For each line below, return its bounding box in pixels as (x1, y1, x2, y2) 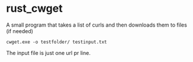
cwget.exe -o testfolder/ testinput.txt (6, 39, 108, 45)
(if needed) (6, 27, 34, 34)
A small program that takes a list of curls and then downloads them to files (6, 21, 188, 28)
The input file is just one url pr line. (6, 49, 91, 56)
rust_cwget (6, 2, 63, 15)
